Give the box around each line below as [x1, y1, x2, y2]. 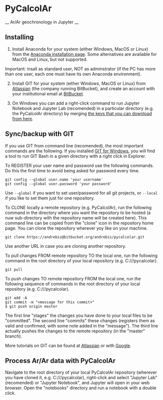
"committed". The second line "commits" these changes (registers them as [5, 317, 155, 324]
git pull [5, 267, 23, 272]
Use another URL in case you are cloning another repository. [5, 243, 127, 249]
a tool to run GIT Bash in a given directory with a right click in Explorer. [5, 153, 146, 159]
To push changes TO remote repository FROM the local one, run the [5, 275, 141, 281]
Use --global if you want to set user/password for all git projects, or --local [5, 190, 158, 196]
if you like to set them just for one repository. [5, 195, 95, 201]
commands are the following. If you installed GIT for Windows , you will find [5, 148, 155, 154]
